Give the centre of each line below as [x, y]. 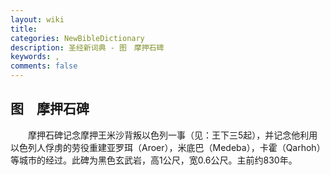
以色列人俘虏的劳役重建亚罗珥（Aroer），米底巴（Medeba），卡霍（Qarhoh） [168, 147]
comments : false [44, 66]
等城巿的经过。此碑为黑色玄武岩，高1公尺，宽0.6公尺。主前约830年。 [154, 160]
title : [24, 29]
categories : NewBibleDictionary [77, 38]
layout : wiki [37, 19]
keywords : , [35, 57]
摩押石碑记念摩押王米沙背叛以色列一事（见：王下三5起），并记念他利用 [172, 135]
